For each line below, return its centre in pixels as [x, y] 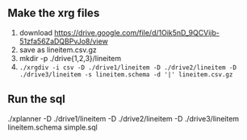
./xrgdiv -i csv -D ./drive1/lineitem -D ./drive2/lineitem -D [128, 68]
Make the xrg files [54, 13]
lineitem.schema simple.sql [52, 127]
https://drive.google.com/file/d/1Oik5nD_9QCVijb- [137, 32]
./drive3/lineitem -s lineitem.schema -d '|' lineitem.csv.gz [126, 74]
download [36, 32]
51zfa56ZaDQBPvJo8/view [63, 41]
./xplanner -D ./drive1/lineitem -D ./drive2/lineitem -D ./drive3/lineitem [123, 118]
